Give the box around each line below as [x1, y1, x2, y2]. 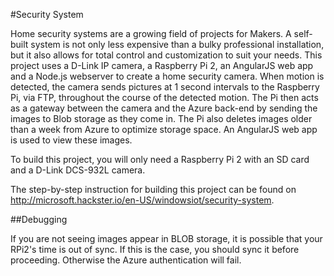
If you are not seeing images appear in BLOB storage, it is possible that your [10, 233, 323, 244]
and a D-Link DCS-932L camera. [10, 164, 146, 176]
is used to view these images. [10, 134, 133, 146]
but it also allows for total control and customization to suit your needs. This [10, 49, 323, 61]
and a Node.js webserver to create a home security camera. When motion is [10, 70, 325, 82]
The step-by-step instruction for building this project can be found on [10, 184, 297, 195]
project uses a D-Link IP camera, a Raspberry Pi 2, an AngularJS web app [10, 60, 314, 71]
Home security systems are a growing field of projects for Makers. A [10, 28, 292, 39]
